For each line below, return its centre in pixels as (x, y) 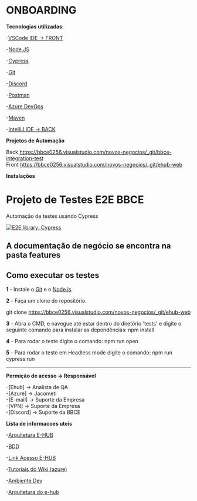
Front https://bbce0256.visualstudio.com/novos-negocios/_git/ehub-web (94, 164)
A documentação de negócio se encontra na (89, 246)
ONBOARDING (41, 10)
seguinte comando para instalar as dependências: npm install (80, 330)
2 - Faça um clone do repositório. (46, 301)
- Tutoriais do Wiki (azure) (37, 469)
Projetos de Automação (35, 140)
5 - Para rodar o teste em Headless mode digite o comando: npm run (89, 353)
